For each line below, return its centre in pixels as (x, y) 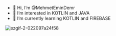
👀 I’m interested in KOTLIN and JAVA (51, 13)
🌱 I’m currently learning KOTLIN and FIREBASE (62, 18)
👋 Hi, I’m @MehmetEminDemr (44, 8)
